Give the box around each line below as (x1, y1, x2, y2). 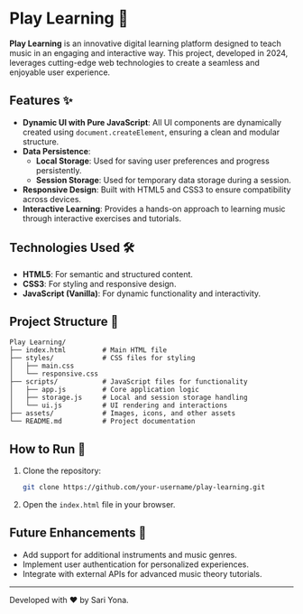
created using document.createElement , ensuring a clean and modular (22, 126, 280, 137)
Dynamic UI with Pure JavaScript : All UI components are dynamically (22, 116, 282, 127)
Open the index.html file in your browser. (22, 499, 176, 510)
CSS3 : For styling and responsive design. (22, 278, 177, 289)
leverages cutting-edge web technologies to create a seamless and (9, 57, 260, 68)
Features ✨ (9, 93, 73, 108)
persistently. (35, 164, 82, 175)
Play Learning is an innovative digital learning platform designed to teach (9, 38, 281, 49)
